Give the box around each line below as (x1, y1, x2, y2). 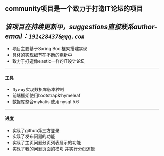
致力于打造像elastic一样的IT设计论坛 (12, 58, 85, 64)
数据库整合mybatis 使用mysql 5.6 (12, 99, 79, 105)
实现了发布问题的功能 (12, 134, 55, 139)
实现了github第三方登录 (12, 127, 60, 133)
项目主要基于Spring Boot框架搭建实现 (12, 46, 88, 52)
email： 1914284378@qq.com (5, 32, 84, 40)
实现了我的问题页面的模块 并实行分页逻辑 (12, 146, 95, 152)
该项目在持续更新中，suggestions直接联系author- (5, 22, 158, 31)
